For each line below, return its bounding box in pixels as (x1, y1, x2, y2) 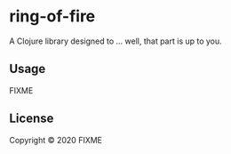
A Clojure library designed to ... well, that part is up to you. (9, 36, 222, 46)
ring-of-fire (9, 6, 96, 27)
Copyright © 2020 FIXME (9, 134, 103, 145)
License (9, 111, 54, 126)
